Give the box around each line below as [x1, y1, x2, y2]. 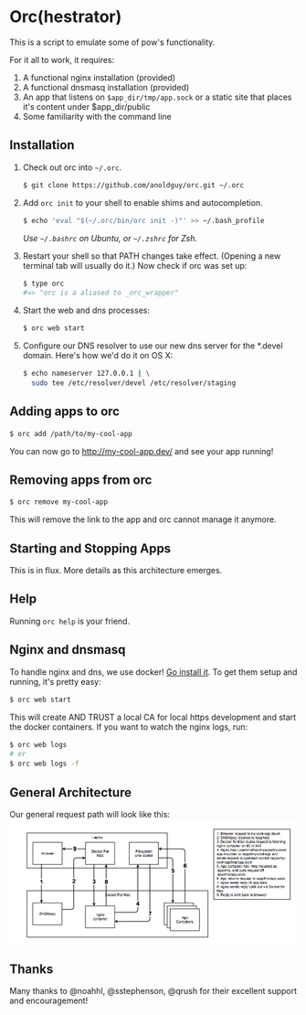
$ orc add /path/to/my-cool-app [9, 429, 132, 438]
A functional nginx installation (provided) [22, 71, 176, 83]
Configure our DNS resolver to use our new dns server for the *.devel [22, 340, 283, 351]
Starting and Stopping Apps [9, 540, 172, 556]
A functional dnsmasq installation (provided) [22, 81, 190, 92]
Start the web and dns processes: [22, 304, 151, 316]
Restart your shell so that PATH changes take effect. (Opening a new [22, 250, 281, 262]
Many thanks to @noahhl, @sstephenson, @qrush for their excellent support [9, 986, 298, 997]
